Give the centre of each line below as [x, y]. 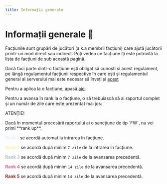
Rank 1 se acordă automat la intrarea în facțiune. [55, 138]
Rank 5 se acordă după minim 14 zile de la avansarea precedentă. [74, 176]
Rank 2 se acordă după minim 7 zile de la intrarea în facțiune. [69, 147]
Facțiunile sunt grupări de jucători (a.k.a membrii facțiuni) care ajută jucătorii [83, 48]
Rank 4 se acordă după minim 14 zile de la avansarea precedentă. [74, 167]
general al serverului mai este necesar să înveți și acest [62, 79]
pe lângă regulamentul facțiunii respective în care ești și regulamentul [77, 74]
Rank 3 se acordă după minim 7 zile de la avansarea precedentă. [73, 157]
